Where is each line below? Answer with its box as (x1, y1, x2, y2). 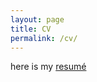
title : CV (10, 24, 52, 34)
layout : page (10, 14, 65, 25)
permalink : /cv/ (10, 33, 78, 43)
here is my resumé (10, 61, 87, 73)
